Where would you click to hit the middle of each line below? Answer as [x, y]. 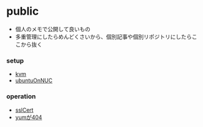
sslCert [24, 110]
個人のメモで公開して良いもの [53, 29]
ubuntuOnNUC [34, 80]
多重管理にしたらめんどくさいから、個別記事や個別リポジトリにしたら [103, 37]
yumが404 [29, 117]
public [23, 11]
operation [21, 96]
